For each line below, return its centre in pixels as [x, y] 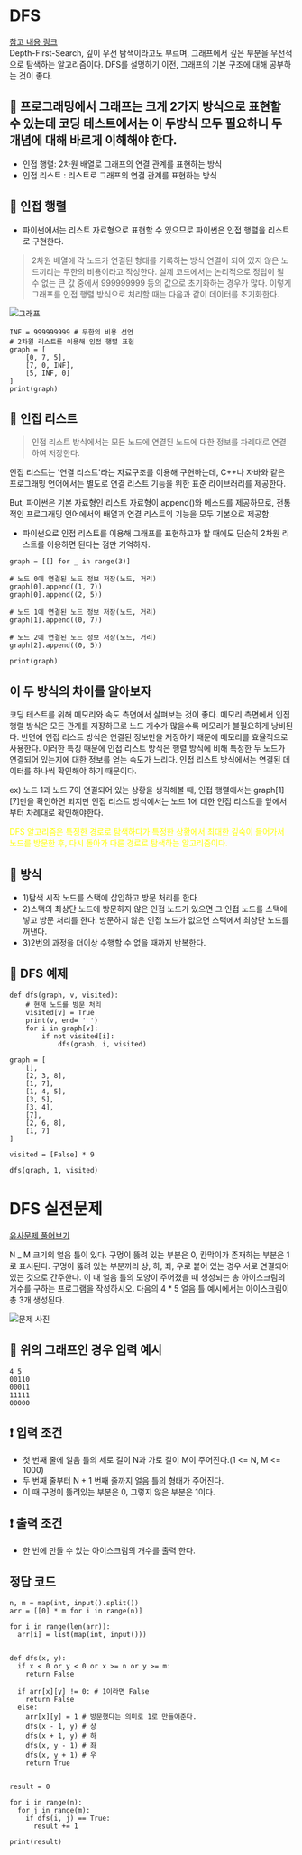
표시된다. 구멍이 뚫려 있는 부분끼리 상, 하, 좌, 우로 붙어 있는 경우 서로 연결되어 [154, 1266]
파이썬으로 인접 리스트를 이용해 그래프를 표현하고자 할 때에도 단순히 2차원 [151, 534]
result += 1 [55, 1826]
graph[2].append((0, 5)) [56, 645]
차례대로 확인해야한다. [64, 813]
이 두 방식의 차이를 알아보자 [80, 691]
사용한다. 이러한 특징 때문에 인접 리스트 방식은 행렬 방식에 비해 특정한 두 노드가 [147, 748]
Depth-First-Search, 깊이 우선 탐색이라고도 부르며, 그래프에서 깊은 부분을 [139, 53]
